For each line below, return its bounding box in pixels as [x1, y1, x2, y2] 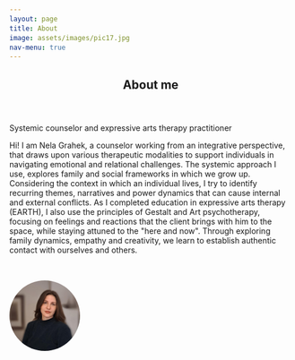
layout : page [9, 14, 58, 23]
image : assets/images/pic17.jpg [9, 33, 130, 42]
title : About [9, 23, 58, 33]
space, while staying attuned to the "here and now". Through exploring [9, 225, 271, 236]
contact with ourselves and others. [9, 244, 138, 255]
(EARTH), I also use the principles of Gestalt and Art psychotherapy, [9, 206, 260, 217]
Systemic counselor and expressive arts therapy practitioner [9, 122, 232, 133]
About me [122, 77, 179, 92]
